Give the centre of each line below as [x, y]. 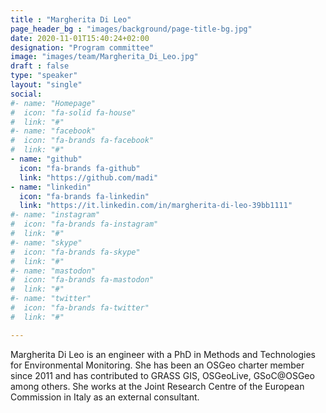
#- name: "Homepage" [53, 103]
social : [26, 94]
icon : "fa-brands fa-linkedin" [84, 196]
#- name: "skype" [46, 242]
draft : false [40, 66]
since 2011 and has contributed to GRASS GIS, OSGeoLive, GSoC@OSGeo [162, 375]
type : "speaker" [44, 76]
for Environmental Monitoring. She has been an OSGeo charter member [157, 365]
